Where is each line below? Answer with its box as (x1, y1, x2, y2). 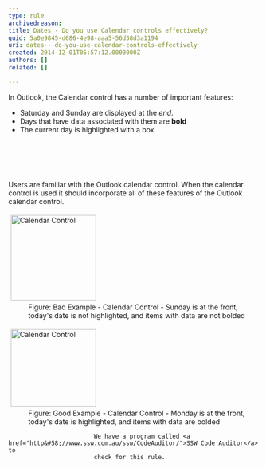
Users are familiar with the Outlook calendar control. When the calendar (8, 179, 244, 189)
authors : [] (8, 57, 48, 65)
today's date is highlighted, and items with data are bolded (28, 416, 221, 427)
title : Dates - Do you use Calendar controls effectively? (8, 26, 209, 34)
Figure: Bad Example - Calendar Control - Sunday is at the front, (28, 302, 239, 312)
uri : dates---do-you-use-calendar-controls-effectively (8, 41, 198, 49)
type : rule (8, 11, 45, 20)
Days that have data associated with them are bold (19, 116, 187, 126)
